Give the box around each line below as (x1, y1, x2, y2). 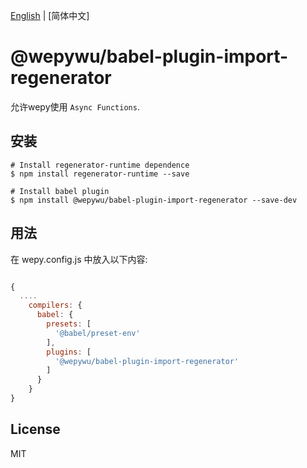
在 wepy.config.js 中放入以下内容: (10, 253, 148, 265)
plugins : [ (46, 347, 92, 357)
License (10, 421, 61, 438)
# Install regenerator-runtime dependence (10, 160, 190, 170)
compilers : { (28, 300, 83, 311)
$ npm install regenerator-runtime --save (10, 169, 190, 179)
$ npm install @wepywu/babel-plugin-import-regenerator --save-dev (10, 195, 298, 205)
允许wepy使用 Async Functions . (10, 100, 140, 113)
